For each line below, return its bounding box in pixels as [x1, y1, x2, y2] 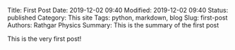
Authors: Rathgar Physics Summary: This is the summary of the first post [7, 21, 219, 29]
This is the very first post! [7, 35, 82, 43]
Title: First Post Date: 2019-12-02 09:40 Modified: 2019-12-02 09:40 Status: [7, 6, 229, 14]
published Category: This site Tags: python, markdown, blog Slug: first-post [7, 13, 228, 22]
